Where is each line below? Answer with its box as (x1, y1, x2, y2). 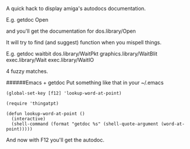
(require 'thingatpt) (6, 101, 59, 106)
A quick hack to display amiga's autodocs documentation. (6, 5, 146, 12)
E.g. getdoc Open (6, 16, 49, 23)
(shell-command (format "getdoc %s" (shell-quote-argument (11, 121, 159, 127)
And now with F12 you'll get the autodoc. (6, 137, 104, 143)
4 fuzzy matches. (6, 68, 49, 75)
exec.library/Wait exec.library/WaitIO (6, 57, 94, 63)
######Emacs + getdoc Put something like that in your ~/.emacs (6, 79, 164, 86)
